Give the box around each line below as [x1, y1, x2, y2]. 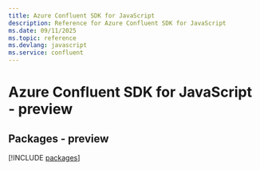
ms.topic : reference [8, 34, 77, 42]
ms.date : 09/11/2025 [8, 26, 77, 34]
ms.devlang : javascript [8, 42, 88, 49]
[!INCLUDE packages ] [8, 153, 81, 162]
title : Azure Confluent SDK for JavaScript [8, 11, 156, 20]
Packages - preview [8, 132, 109, 145]
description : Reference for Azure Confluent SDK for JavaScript [8, 19, 227, 27]
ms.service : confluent [8, 49, 84, 57]
